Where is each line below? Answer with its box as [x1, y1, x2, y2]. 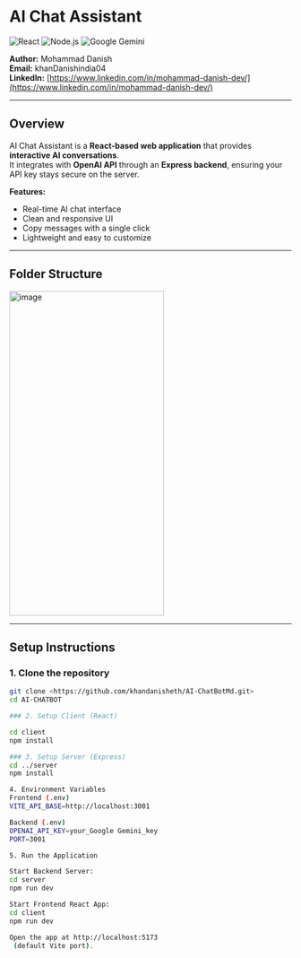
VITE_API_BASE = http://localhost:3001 [9, 802, 150, 811]
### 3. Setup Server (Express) [9, 752, 126, 762]
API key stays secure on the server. [9, 169, 141, 179]
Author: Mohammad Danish [9, 53, 113, 64]
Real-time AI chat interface [21, 204, 122, 214]
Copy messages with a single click [21, 222, 150, 233]
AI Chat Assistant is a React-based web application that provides [9, 140, 253, 151]
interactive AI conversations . [9, 150, 119, 161]
